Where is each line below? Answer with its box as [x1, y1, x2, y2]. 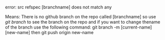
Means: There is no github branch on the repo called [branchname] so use [5, 14, 156, 19]
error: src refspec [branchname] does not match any [5, 4, 112, 10]
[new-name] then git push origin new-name [5, 30, 94, 35]
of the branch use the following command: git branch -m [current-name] [5, 24, 152, 30]
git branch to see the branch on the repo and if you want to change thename [5, 19, 161, 25]
